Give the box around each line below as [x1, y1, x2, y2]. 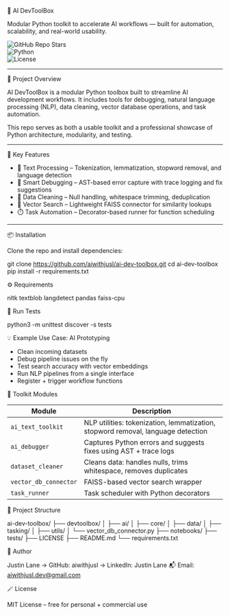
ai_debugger [10, 443, 50, 450]
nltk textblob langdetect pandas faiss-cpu [7, 294, 125, 302]
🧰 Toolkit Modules [7, 390, 58, 398]
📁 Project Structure [7, 506, 61, 514]
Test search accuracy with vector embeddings [16, 362, 149, 370]
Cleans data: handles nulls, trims [84, 458, 188, 467]
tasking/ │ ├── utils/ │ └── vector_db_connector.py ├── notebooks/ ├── [7, 526, 217, 535]
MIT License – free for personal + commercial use [7, 601, 148, 608]
